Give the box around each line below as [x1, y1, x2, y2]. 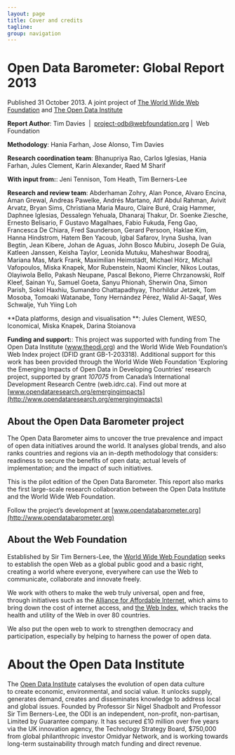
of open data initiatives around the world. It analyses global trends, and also [7, 442, 227, 449]
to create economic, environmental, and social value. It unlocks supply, [7, 687, 213, 695]
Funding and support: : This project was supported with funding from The [7, 335, 221, 344]
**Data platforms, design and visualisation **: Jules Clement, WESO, [7, 314, 207, 323]
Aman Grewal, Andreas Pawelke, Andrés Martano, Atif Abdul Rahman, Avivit [7, 196, 227, 204]
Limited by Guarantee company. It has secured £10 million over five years [7, 717, 220, 726]
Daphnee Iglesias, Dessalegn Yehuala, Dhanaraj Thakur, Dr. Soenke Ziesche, [7, 211, 229, 220]
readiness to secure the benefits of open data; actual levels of [7, 457, 187, 464]
